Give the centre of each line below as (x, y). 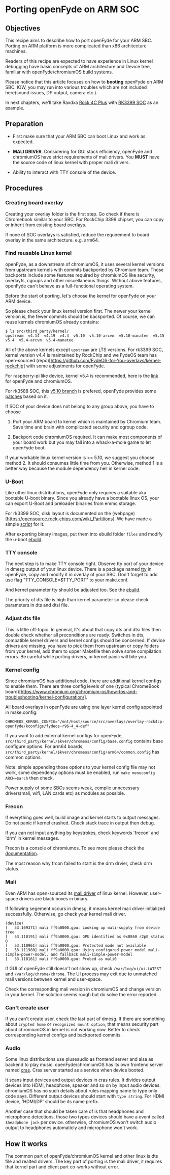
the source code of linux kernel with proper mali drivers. (71, 162)
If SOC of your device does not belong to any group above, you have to (80, 406)
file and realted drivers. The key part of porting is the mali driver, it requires (84, 1161)
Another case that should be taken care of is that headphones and (74, 1111)
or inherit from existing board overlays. (46, 225)
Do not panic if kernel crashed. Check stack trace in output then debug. (80, 823)
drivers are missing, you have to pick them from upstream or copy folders (82, 646)
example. (15, 108)
